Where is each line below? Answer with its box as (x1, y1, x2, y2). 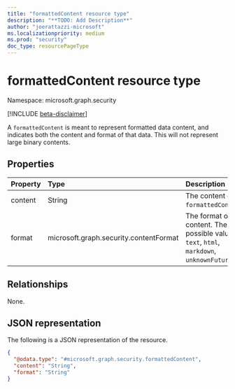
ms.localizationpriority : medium (7, 29, 105, 37)
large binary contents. (7, 138, 71, 146)
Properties (7, 158, 55, 170)
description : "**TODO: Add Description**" (7, 17, 133, 24)
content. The (185, 220, 227, 229)
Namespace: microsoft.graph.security (7, 96, 117, 104)
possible (185, 228, 213, 238)
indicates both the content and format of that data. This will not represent (7, 130, 219, 139)
